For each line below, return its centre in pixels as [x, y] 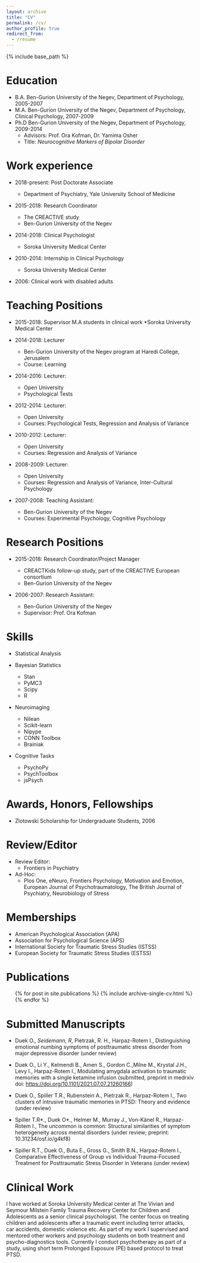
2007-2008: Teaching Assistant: [54, 500]
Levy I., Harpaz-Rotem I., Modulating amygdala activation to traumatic [100, 1071]
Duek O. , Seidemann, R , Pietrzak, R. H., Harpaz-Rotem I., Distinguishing [102, 1041]
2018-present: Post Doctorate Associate [64, 182]
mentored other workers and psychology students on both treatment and [96, 1236]
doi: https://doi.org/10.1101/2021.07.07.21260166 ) [74, 1084]
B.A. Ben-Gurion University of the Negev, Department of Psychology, [99, 97]
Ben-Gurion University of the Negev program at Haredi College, [101, 351]
